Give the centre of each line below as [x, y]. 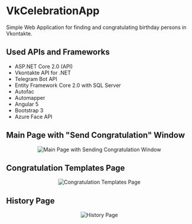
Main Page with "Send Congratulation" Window [95, 135]
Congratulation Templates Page [66, 168]
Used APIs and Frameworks [58, 52]
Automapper [30, 98]
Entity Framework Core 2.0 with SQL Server [68, 85]
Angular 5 [27, 104]
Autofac [24, 91]
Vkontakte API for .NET [43, 73]
